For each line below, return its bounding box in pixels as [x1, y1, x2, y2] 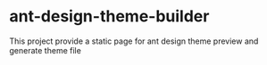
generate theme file [9, 45, 82, 55]
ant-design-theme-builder [9, 6, 210, 27]
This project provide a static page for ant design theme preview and [9, 36, 259, 46]
